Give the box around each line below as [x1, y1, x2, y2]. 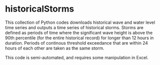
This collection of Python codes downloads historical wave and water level [5, 19, 155, 25]
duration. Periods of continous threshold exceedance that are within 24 [5, 40, 148, 46]
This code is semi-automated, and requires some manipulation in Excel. [5, 54, 149, 60]
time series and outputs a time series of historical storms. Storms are [5, 24, 144, 30]
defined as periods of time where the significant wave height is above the [5, 30, 153, 35]
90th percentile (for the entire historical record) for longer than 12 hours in [5, 35, 154, 41]
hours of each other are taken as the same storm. [5, 45, 105, 51]
